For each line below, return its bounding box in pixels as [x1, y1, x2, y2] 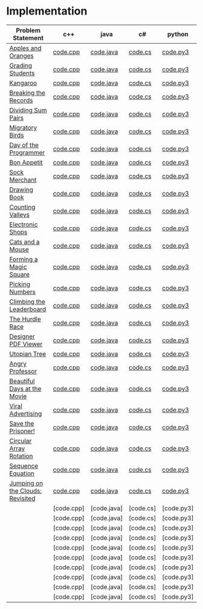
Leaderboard [9, 304, 47, 313]
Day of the [9, 140, 39, 149]
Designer [9, 332, 35, 340]
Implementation [6, 4, 88, 18]
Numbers [9, 288, 36, 296]
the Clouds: [9, 486, 42, 495]
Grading [9, 61, 32, 70]
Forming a [9, 255, 38, 263]
